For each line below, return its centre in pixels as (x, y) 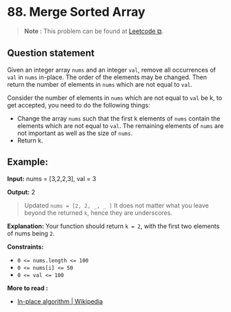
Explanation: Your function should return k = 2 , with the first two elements (113, 226)
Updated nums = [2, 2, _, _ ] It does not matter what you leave (116, 205)
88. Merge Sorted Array (77, 12)
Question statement (51, 53)
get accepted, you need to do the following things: (79, 105)
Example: (28, 162)
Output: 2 (21, 192)
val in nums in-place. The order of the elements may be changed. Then (107, 77)
